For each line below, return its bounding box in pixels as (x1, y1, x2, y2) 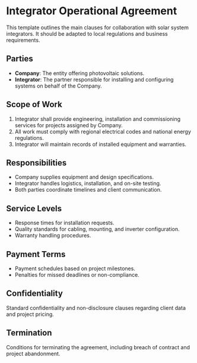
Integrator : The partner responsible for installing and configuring (14, 76, 174, 83)
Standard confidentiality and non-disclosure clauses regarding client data (6, 304, 186, 311)
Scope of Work (6, 99, 62, 109)
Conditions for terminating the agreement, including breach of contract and (6, 343, 190, 351)
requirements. (6, 36, 40, 43)
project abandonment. (6, 350, 61, 357)
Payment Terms (6, 249, 66, 259)
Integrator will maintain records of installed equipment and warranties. (14, 140, 187, 148)
